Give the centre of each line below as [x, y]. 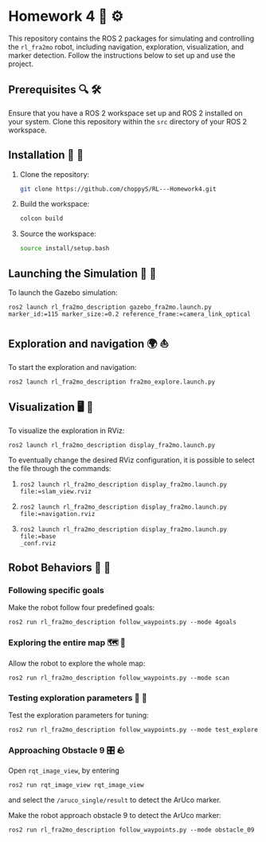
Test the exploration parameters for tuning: [78, 715]
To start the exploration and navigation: [72, 367]
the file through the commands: [60, 468]
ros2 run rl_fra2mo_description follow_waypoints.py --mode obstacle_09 [131, 830]
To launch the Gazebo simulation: [63, 293]
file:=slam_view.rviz [55, 491]
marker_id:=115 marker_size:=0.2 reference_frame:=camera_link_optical [129, 314]
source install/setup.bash [65, 249]
